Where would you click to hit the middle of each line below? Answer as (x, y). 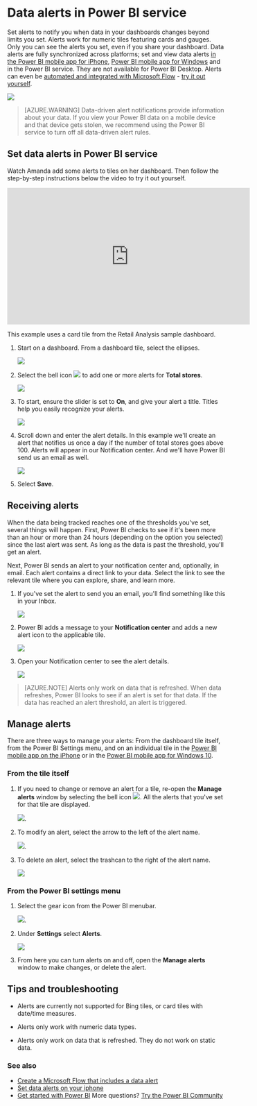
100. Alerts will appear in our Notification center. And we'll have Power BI (121, 450)
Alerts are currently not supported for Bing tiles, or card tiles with (110, 1006)
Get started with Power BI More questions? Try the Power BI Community (120, 1096)
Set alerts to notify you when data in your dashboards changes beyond (108, 32)
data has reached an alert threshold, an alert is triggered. (105, 702)
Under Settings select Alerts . (60, 933)
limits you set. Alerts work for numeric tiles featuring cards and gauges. (109, 39)
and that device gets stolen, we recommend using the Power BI (114, 125)
